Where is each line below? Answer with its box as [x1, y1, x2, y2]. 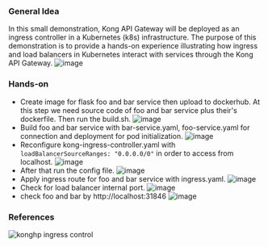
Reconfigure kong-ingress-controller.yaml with [19, 140, 176, 149]
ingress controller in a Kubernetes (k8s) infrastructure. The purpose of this [8, 32, 257, 42]
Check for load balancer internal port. [19, 182, 145, 192]
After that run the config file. [19, 165, 115, 175]
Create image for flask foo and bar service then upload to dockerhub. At [19, 97, 261, 107]
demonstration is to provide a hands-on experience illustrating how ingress [8, 41, 258, 51]
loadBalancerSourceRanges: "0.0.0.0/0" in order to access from [19, 148, 234, 158]
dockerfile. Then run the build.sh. [19, 114, 132, 123]
